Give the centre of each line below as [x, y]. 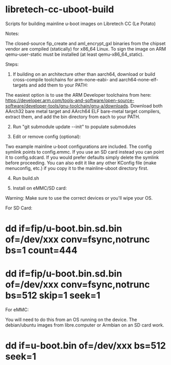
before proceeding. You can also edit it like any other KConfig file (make [81, 163]
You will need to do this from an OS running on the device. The [71, 320]
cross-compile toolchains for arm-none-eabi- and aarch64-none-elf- [85, 79]
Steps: [12, 64]
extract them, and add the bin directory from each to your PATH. [73, 117]
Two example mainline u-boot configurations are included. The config [79, 146]
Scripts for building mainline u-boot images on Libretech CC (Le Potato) [81, 24]
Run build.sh [26, 178]
